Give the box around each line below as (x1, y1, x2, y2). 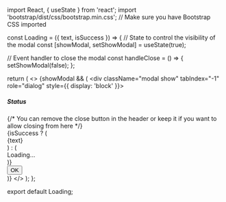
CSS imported (7, 20, 47, 28)
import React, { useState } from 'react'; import (7, 6, 137, 14)
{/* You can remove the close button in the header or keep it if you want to (7, 114, 217, 122)
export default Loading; (7, 187, 73, 195)
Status (7, 97, 27, 105)
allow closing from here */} (7, 121, 83, 130)
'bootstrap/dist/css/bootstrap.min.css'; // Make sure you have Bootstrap (7, 13, 211, 21)
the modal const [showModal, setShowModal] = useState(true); (7, 41, 186, 48)
